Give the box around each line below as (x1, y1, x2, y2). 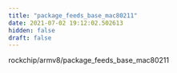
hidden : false (8, 26, 56, 34)
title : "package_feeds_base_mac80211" (8, 11, 138, 20)
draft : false (8, 33, 52, 42)
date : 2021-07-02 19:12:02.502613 (8, 19, 124, 27)
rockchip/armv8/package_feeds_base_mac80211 (8, 56, 170, 65)
